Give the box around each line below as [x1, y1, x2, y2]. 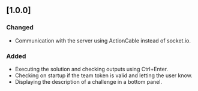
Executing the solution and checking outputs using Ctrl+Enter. [14, 65, 169, 72]
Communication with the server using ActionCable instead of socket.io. [14, 37, 191, 44]
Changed [6, 23, 34, 32]
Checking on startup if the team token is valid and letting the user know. [14, 72, 193, 79]
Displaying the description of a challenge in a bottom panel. [14, 78, 163, 85]
